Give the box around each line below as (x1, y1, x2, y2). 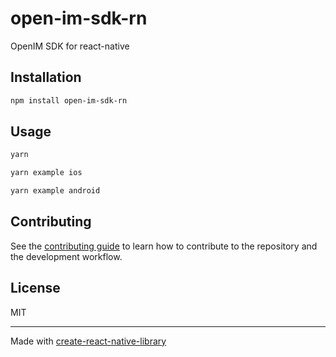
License (10, 280, 61, 297)
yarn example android (10, 186, 101, 196)
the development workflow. (10, 250, 123, 262)
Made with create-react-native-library (10, 335, 167, 347)
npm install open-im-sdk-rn (10, 95, 128, 106)
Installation (10, 69, 82, 86)
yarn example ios (10, 168, 83, 178)
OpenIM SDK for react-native (10, 40, 130, 52)
